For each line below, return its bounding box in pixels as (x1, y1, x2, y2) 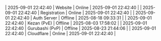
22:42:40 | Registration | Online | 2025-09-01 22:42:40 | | (18, 10, 135, 16)
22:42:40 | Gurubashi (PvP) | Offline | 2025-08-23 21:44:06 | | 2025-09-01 (5, 25, 157, 31)
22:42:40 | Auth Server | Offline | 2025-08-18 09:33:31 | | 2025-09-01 (10, 15, 152, 20)
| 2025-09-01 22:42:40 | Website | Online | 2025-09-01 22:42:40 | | (5, 5, 142, 10)
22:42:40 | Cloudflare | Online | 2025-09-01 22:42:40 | (5, 31, 116, 36)
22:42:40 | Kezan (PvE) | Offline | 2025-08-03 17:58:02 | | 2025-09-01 (5, 20, 147, 26)
